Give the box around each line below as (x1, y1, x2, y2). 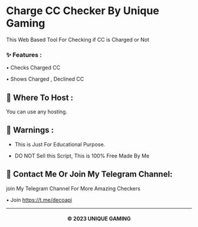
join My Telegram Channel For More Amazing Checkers (6, 185, 140, 192)
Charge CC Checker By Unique (6, 4, 160, 18)
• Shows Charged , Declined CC (6, 75, 84, 83)
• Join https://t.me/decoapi (6, 196, 72, 203)
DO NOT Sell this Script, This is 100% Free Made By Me (14, 152, 150, 159)
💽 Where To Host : (6, 92, 74, 102)
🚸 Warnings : (6, 125, 54, 135)
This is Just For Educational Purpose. (14, 141, 105, 148)
